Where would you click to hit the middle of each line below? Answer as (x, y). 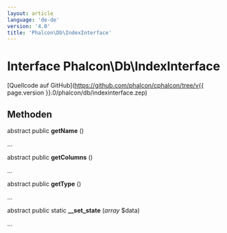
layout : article (30, 13)
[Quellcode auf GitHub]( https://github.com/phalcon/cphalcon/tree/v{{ (106, 86)
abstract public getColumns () (50, 157)
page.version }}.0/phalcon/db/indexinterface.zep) (77, 93)
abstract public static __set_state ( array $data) (74, 210)
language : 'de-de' (33, 20)
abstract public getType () (44, 184)
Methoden (30, 114)
